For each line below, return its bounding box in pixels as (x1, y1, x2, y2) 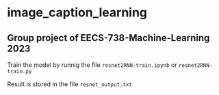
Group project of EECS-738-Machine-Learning (7, 32, 210, 44)
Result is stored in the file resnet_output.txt (7, 80, 132, 88)
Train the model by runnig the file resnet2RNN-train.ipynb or (7, 61, 177, 69)
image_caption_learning (7, 5, 148, 21)
